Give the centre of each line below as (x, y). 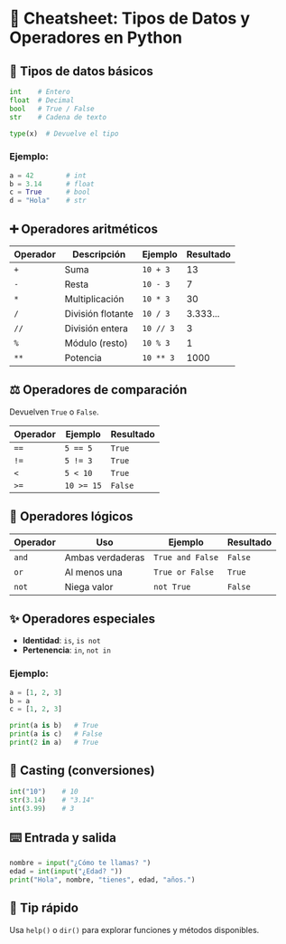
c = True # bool (50, 192)
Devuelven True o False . (54, 412)
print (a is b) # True (54, 726)
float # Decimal (42, 100)
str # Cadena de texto (58, 117)
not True (172, 586)
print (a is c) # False (56, 734)
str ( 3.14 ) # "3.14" (52, 800)
